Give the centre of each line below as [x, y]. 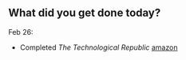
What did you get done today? [85, 13]
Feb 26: [21, 32]
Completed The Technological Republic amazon [99, 47]
